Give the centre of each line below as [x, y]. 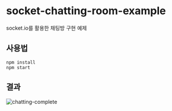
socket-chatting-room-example [86, 11]
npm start [18, 67]
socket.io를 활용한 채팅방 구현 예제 [47, 28]
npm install [21, 62]
